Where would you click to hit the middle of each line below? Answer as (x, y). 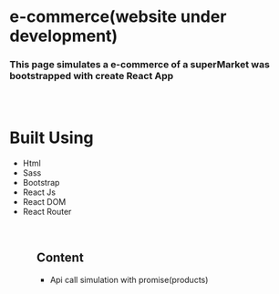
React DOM (44, 201)
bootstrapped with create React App (92, 76)
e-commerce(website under (118, 17)
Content (60, 258)
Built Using (52, 138)
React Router (47, 211)
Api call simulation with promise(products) (129, 279)
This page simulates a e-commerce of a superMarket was (140, 65)
